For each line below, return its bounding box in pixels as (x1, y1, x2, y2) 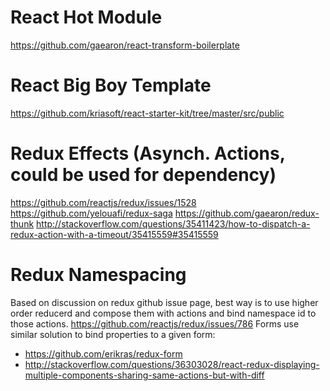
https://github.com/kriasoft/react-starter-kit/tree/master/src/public (10, 107, 285, 119)
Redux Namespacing (10, 264, 187, 286)
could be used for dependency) (10, 164, 277, 186)
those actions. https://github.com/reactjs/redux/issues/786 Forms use (10, 317, 300, 330)
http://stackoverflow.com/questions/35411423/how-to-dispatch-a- (36, 217, 311, 230)
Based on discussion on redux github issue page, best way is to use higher (10, 296, 319, 308)
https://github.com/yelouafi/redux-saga (10, 207, 173, 219)
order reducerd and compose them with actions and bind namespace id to (10, 307, 317, 319)
